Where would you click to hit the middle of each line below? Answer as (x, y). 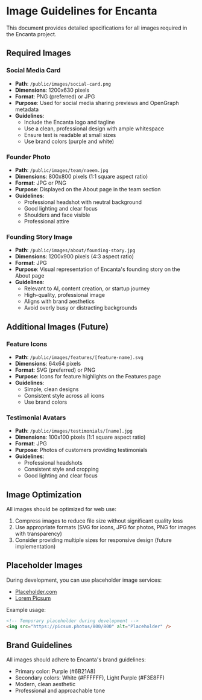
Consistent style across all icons (64, 395)
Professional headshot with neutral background (83, 202)
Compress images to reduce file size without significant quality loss (99, 521)
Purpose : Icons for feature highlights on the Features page (88, 376)
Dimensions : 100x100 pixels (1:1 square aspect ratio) (80, 437)
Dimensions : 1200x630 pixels (52, 90)
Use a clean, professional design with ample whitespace (94, 129)
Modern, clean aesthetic (45, 684)
